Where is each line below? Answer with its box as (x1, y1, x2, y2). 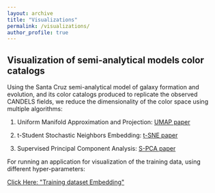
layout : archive (7, 10, 53, 17)
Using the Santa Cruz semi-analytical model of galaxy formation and (7, 83, 199, 91)
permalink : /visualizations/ (7, 23, 90, 29)
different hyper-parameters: (7, 165, 85, 173)
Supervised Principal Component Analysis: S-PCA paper (16, 145, 176, 153)
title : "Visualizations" (7, 16, 78, 23)
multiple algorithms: (7, 105, 63, 113)
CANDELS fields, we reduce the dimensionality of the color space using (7, 98, 209, 106)
